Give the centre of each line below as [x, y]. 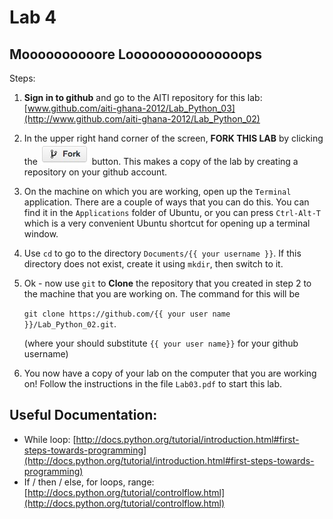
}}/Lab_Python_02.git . [70, 324]
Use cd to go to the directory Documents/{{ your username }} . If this [162, 253]
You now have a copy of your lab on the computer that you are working [170, 373]
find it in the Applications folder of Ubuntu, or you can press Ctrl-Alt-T [172, 212]
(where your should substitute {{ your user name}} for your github [161, 343]
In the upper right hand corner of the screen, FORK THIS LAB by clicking [173, 138]
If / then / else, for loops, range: [89, 482]
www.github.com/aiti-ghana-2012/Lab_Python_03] [131, 108]
